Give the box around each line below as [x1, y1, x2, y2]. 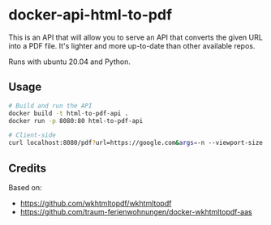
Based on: [8, 182, 42, 192]
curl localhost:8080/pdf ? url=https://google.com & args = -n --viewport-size [8, 139, 264, 147]
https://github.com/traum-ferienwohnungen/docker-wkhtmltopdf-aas [19, 206, 253, 216]
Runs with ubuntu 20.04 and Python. [8, 57, 131, 66]
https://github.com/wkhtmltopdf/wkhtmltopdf [19, 198, 172, 208]
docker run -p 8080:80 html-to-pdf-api [8, 117, 144, 125]
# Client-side [8, 131, 57, 139]
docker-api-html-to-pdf [8, 6, 173, 24]
